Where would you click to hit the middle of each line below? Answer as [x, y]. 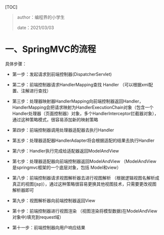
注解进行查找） [36, 91]
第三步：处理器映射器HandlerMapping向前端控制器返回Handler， [78, 101]
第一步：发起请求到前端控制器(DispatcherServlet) [62, 74]
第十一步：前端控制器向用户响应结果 [49, 227]
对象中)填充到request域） [38, 217]
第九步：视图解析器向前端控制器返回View [54, 200]
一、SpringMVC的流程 [51, 49]
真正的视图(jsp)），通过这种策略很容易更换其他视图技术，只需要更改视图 [84, 184]
